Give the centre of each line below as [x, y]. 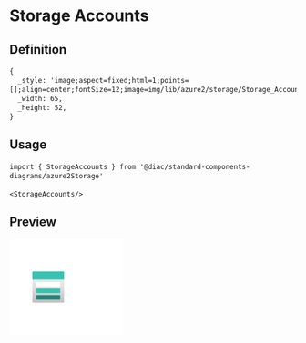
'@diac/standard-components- [195, 166]
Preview [33, 222]
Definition [38, 50]
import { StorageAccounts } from [73, 166]
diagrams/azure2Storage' [56, 176]
